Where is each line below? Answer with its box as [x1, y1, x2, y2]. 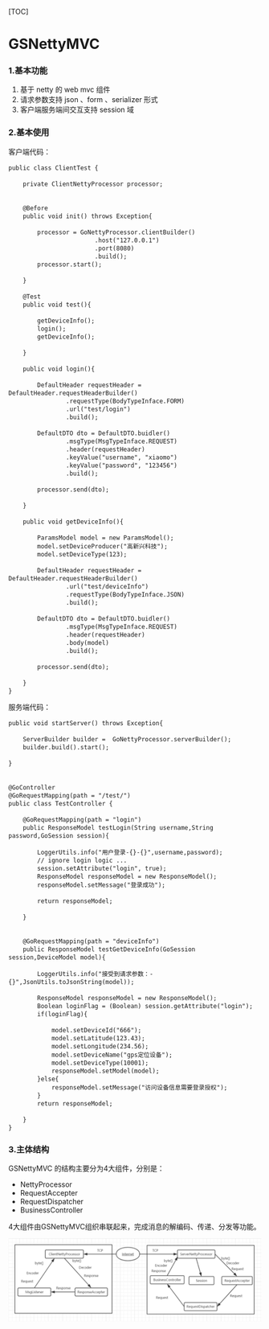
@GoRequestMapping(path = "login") [22, 815, 142, 823]
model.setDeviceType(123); [37, 550, 128, 558]
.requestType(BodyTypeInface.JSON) [65, 590, 185, 598]
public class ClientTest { [8, 164, 99, 172]
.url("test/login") [65, 405, 131, 413]
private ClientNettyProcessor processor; [22, 180, 163, 188]
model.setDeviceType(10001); [51, 1059, 149, 1067]
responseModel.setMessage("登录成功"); [37, 880, 166, 889]
